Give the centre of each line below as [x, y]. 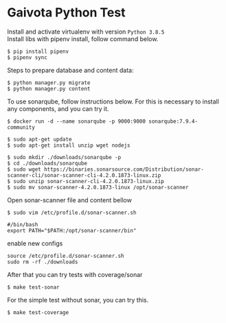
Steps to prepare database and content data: [70, 70]
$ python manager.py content [49, 88]
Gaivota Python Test [66, 13]
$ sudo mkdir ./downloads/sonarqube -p [64, 157]
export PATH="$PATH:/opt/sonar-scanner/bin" [72, 230]
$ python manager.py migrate [49, 83]
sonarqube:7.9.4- [173, 121]
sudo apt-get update [43, 139]
